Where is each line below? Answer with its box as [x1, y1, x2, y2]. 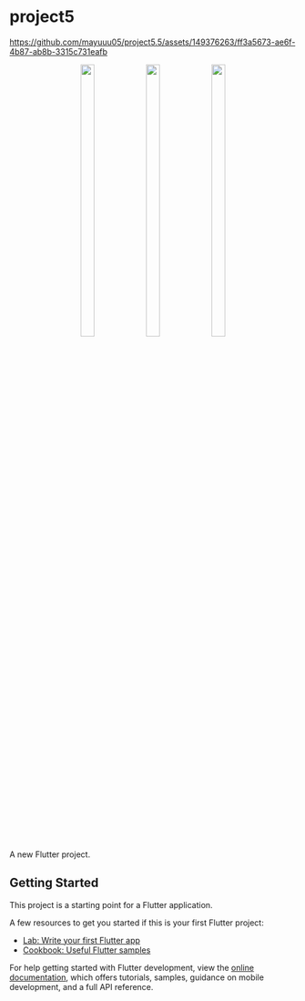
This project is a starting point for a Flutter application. [9, 899, 213, 910]
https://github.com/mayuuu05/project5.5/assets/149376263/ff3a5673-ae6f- [9, 36, 296, 47]
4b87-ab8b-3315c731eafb [9, 46, 107, 56]
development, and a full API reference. [9, 981, 154, 992]
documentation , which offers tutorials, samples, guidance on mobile [9, 972, 264, 983]
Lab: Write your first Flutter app [22, 935, 141, 945]
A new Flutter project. [9, 849, 91, 860]
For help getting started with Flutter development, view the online [9, 962, 255, 973]
